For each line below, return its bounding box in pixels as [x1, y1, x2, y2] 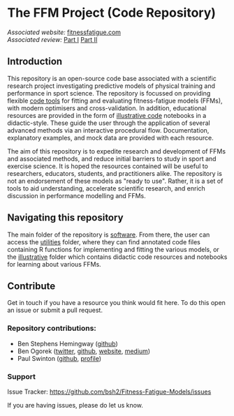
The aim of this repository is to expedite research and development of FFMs [7, 147, 226, 155]
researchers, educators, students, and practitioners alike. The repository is [7, 169, 222, 177]
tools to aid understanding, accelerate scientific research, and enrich [7, 184, 206, 193]
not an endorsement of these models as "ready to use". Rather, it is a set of [7, 177, 224, 185]
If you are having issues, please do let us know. [7, 401, 143, 409]
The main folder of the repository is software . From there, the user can [7, 230, 210, 239]
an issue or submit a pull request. [7, 306, 103, 315]
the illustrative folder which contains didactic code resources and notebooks [7, 253, 228, 261]
